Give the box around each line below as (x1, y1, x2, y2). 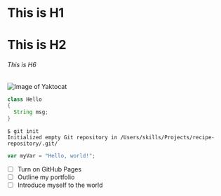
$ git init (7, 128, 39, 135)
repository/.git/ (7, 140, 58, 148)
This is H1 (7, 5, 65, 21)
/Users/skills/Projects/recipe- (120, 134, 215, 141)
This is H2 (7, 37, 67, 53)
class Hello (7, 96, 42, 103)
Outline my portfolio (17, 173, 75, 181)
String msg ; (13, 108, 49, 116)
